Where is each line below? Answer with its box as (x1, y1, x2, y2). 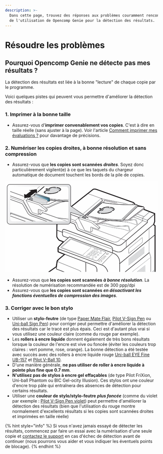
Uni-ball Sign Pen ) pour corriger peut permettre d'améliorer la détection (12, 321, 156, 326)
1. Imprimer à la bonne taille (5, 111, 71, 118)
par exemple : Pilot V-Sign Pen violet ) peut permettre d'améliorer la (12, 398, 147, 404)
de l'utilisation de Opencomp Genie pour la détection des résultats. (9, 18, 155, 23)
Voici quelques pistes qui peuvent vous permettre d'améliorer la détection (5, 94, 153, 99)
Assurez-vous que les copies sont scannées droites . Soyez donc (12, 162, 144, 167)
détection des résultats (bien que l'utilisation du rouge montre (12, 403, 136, 409)
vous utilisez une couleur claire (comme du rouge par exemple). (12, 331, 140, 337)
